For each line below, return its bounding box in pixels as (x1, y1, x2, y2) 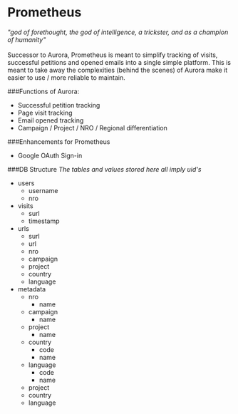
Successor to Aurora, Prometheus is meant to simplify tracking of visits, (7, 51, 218, 59)
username (28, 186, 58, 195)
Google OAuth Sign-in (17, 151, 83, 160)
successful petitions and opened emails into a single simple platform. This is (7, 58, 232, 66)
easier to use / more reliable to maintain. (7, 73, 126, 82)
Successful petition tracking (17, 100, 100, 109)
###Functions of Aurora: (7, 87, 80, 95)
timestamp (28, 217, 60, 225)
